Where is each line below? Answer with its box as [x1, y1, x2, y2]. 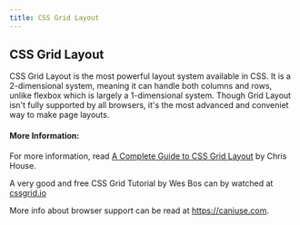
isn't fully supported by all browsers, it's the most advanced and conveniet [9, 100, 289, 111]
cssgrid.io [9, 187, 47, 198]
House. [9, 160, 36, 171]
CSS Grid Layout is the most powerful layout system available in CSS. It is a [9, 71, 291, 82]
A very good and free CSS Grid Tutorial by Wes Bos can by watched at [9, 178, 274, 189]
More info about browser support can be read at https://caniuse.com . [9, 205, 270, 216]
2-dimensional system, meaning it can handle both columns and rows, [9, 81, 273, 92]
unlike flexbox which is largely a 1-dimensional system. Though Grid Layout [9, 90, 292, 101]
